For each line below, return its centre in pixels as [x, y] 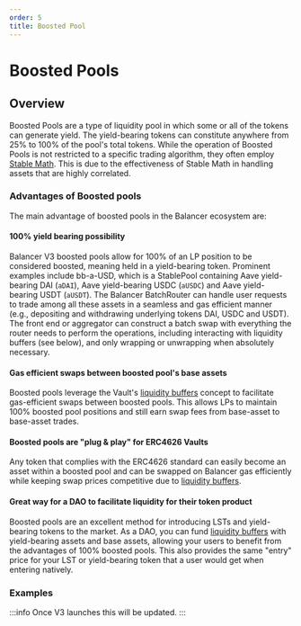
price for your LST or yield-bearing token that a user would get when [137, 559]
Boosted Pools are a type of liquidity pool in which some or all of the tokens [149, 125]
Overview [37, 104]
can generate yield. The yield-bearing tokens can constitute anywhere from [149, 135]
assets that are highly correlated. [71, 173]
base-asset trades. [44, 421]
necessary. [30, 352]
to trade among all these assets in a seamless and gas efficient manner [141, 304]
